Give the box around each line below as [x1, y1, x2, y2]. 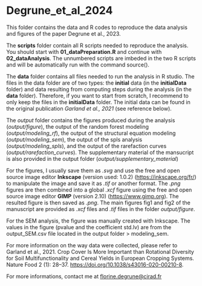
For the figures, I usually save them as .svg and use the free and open [6, 167, 180, 174]
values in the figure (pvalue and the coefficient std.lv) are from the [6, 223, 172, 230]
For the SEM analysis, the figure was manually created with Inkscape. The [6, 217, 191, 224]
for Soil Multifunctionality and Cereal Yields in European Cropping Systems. [6, 255, 195, 262]
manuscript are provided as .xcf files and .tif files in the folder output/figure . [6, 205, 195, 212]
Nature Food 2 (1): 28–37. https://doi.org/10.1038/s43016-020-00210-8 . [6, 261, 184, 268]
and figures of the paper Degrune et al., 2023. [6, 30, 121, 37]
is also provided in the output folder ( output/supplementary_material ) [6, 155, 178, 162]
